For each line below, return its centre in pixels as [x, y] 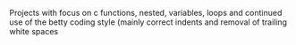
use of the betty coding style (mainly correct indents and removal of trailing [148, 22]
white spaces [34, 31]
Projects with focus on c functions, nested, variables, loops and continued [146, 13]
